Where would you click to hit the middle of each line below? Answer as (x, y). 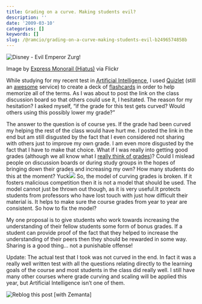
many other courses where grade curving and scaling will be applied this (96, 276)
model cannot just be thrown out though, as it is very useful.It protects (93, 189)
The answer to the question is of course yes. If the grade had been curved (99, 124)
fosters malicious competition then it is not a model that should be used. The (101, 182)
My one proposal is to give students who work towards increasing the (93, 220)
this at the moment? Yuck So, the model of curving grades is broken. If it (99, 176)
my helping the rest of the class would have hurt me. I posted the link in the (99, 131)
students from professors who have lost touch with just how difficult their (97, 195)
